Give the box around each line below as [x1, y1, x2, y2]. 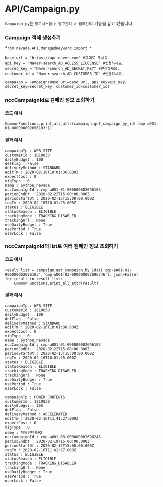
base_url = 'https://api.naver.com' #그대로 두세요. [5, 56, 110, 61]
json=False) [113, 272, 139, 277]
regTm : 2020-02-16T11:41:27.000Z [5, 447, 77, 453]
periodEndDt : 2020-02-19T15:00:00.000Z [5, 439, 90, 444]
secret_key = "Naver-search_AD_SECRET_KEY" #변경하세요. [5, 66, 120, 71]
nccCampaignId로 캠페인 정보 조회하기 [5, 97, 95, 104]
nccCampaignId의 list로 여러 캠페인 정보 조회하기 [5, 243, 118, 250]
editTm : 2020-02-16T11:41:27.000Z [5, 416, 79, 421]
